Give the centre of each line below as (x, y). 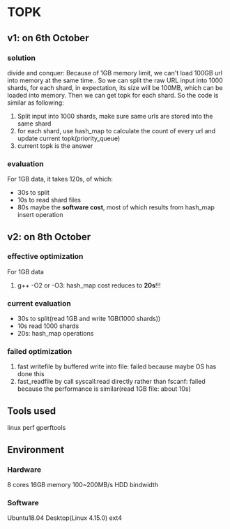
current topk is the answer (55, 146)
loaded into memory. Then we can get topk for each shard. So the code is (113, 95)
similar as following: (36, 103)
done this (31, 374)
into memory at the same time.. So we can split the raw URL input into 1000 (115, 80)
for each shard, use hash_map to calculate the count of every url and (116, 131)
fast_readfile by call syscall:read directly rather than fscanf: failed (111, 382)
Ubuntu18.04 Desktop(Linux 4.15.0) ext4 (64, 518)
